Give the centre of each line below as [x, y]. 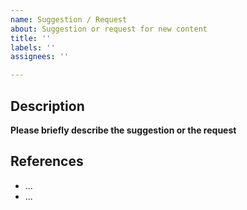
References [47, 161]
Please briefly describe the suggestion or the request [123, 130]
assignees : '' [40, 57]
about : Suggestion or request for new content [109, 29]
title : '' [31, 38]
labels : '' [33, 47]
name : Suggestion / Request [69, 19]
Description [47, 106]
